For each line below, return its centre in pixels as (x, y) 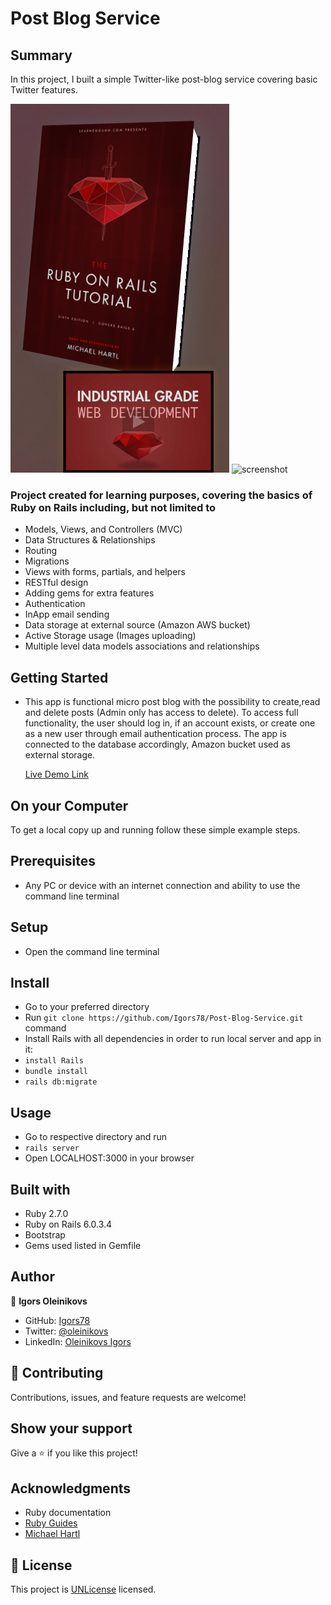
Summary (41, 55)
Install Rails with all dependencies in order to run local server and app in (173, 1039)
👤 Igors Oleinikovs (49, 1301)
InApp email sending (67, 614)
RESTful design (56, 583)
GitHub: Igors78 (57, 1320)
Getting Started (59, 677)
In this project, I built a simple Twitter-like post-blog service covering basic (164, 79)
